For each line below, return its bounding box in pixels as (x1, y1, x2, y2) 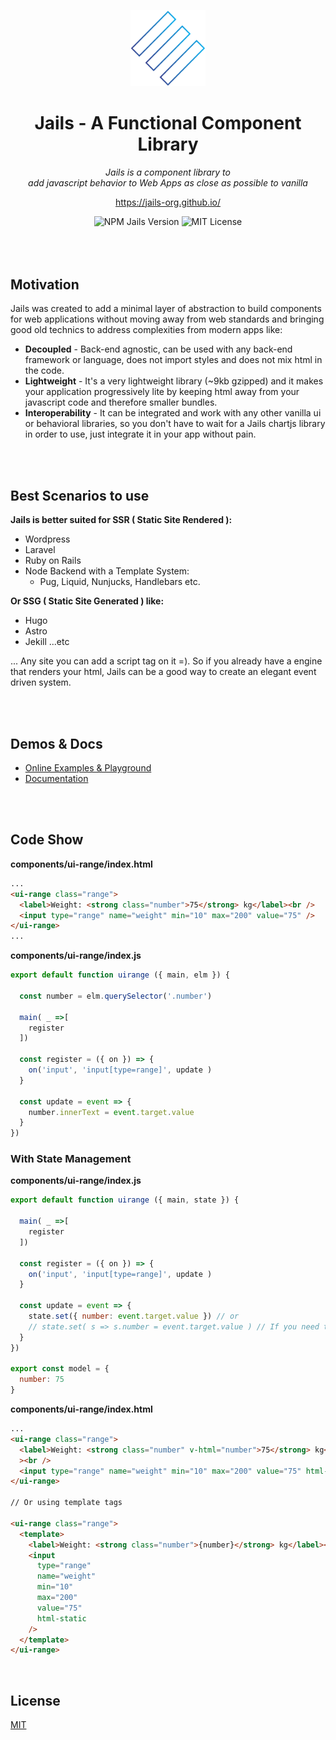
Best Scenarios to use (10, 487, 150, 504)
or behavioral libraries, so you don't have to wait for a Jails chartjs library (24, 418, 326, 430)
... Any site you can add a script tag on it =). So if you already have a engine (10, 655, 323, 667)
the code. (24, 365, 65, 377)
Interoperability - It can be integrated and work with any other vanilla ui (24, 407, 322, 419)
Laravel (24, 544, 56, 556)
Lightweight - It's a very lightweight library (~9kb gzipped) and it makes (24, 375, 324, 387)
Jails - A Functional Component (34, 111, 302, 134)
